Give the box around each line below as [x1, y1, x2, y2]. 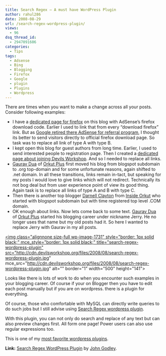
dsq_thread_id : [5, 35, 37, 40]
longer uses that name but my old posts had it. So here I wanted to [12, 219, 149, 225]
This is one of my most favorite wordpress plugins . [5, 336, 109, 342]
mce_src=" [5, 260, 28, 266]
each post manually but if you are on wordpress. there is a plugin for [5, 286, 145, 292]
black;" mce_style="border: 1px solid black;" [5, 239, 96, 245]
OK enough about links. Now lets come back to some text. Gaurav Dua [12, 209, 157, 214]
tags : [5, 53, 16, 59]
